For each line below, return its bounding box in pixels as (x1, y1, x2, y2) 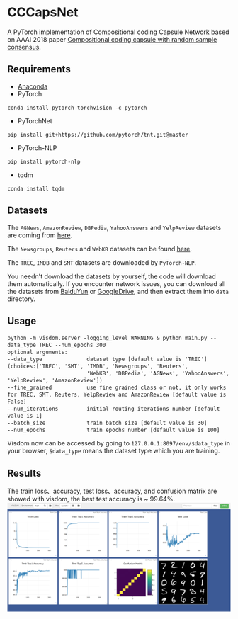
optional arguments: (7, 348, 69, 356)
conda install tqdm (7, 185, 65, 192)
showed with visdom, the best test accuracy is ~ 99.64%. (7, 495, 176, 504)
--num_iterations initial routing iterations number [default (7, 405, 220, 413)
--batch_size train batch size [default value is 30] (7, 419, 208, 427)
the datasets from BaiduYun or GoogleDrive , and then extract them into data (7, 287, 229, 295)
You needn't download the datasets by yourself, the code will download (7, 272, 216, 280)
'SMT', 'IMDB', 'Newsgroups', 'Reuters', (64, 363, 189, 370)
